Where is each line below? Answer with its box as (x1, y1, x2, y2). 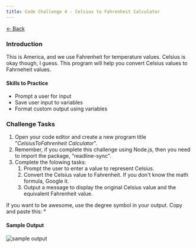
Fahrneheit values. (6, 66, 52, 73)
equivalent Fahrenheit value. (23, 190, 93, 198)
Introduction (6, 40, 43, 48)
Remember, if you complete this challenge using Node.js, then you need (14, 146, 191, 153)
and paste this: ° (6, 208, 46, 215)
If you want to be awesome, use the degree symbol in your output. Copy (6, 202, 182, 209)
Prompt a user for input (14, 93, 72, 100)
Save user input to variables (14, 99, 83, 106)
